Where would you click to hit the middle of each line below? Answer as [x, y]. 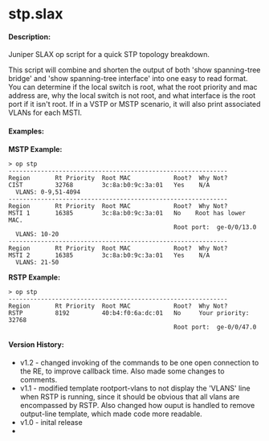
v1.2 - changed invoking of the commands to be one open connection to [139, 362]
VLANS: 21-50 [37, 262]
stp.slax [36, 14]
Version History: [36, 345]
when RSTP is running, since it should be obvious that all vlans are [130, 396]
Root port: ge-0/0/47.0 [215, 327]
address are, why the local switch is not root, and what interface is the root [132, 96]
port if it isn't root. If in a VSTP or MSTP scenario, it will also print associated [134, 104]
